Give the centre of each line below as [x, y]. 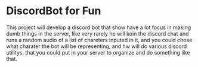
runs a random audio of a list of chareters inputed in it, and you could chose [99, 40]
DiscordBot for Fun [54, 11]
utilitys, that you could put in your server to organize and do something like [98, 52]
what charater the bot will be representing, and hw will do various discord [97, 46]
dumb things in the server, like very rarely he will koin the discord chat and [98, 33]
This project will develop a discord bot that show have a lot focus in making [99, 27]
